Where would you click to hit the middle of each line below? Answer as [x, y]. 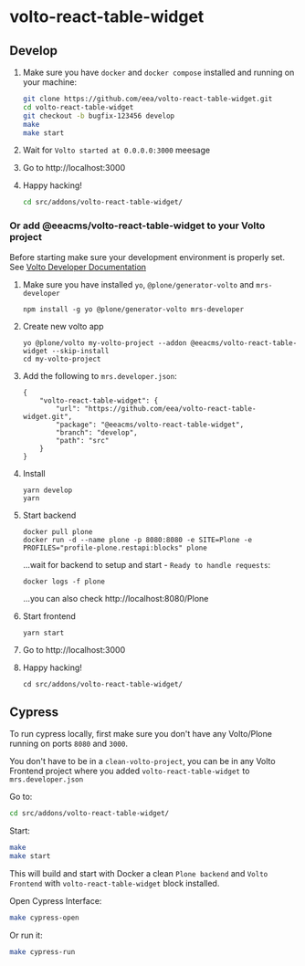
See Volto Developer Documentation [78, 267]
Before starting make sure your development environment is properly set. [147, 257]
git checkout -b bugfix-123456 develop [99, 116]
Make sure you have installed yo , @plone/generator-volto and [138, 284]
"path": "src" [83, 440]
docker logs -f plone [63, 582]
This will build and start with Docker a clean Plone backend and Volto [139, 873]
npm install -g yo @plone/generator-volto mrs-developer [133, 309]
